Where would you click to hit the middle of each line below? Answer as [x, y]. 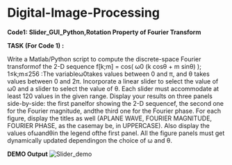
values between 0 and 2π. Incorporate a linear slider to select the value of [113, 81]
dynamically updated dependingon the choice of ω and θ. [90, 140]
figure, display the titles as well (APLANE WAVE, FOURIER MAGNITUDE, [110, 118]
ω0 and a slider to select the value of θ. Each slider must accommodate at [113, 88]
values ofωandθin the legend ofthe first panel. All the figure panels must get [116, 133]
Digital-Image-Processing [83, 13]
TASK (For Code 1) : [36, 45]
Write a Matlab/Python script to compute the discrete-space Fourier [104, 59]
